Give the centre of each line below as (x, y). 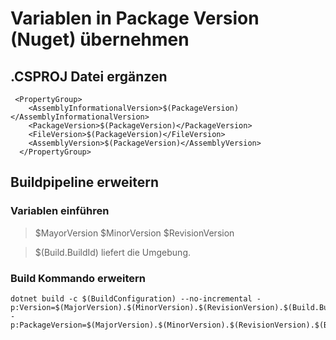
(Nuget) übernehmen (100, 39)
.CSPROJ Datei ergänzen (89, 76)
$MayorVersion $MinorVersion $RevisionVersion (134, 233)
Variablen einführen (60, 211)
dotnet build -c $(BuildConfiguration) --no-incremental (131, 298)
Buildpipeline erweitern (84, 182)
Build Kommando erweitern (78, 278)
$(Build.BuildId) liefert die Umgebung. (112, 252)
